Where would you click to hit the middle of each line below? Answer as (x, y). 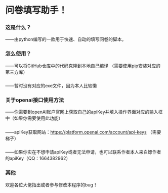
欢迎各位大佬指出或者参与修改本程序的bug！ (51, 184)
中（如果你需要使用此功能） (34, 118)
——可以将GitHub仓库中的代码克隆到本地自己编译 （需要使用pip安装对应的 (83, 66)
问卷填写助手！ (36, 10)
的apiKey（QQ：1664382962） (38, 158)
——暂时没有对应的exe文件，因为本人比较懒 (51, 86)
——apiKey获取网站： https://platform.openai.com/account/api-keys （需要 (83, 132)
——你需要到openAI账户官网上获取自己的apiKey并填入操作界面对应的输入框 (84, 112)
